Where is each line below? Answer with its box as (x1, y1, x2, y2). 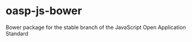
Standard (5, 30, 28, 37)
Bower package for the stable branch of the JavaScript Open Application (5, 24, 186, 31)
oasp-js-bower (5, 4, 82, 18)
